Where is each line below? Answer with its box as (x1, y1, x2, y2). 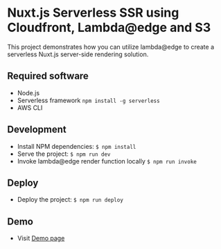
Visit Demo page (17, 234, 65, 243)
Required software (7, 70, 89, 82)
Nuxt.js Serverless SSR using (7, 5, 179, 21)
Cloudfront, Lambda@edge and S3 (7, 19, 211, 35)
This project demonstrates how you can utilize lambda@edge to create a (7, 42, 215, 51)
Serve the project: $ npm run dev (17, 150, 111, 158)
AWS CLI (17, 103, 43, 112)
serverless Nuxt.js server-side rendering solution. (7, 50, 149, 58)
